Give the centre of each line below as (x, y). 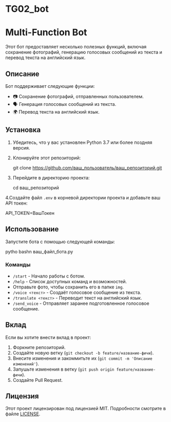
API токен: (16, 203)
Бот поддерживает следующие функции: (50, 86)
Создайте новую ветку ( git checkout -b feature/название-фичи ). (83, 353)
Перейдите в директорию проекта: (51, 177)
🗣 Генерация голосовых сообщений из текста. (64, 104)
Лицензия (22, 396)
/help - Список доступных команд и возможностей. (70, 281)
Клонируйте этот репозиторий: (47, 158)
